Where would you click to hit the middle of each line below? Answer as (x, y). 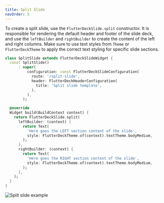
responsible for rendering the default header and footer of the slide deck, (79, 33)
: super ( (27, 67)
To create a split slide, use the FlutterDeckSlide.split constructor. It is (77, 28)
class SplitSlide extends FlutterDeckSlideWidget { (59, 58)
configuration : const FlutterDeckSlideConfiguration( (83, 72)
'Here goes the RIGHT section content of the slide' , (83, 158)
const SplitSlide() (29, 63)
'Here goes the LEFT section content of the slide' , (82, 131)
